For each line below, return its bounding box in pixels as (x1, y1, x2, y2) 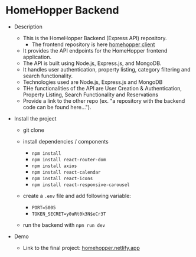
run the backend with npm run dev (22, 221, 106, 228)
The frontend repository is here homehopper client (31, 41, 155, 48)
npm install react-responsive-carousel (31, 181, 130, 188)
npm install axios (31, 163, 77, 169)
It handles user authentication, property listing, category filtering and (22, 66, 191, 73)
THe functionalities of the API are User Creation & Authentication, (22, 84, 182, 92)
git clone (22, 126, 45, 134)
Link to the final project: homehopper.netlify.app (22, 244, 140, 251)
